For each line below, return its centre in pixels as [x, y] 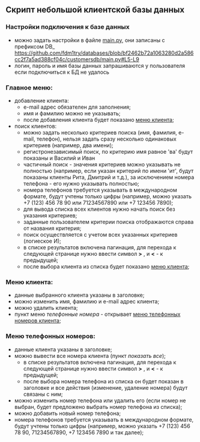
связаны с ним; [43, 394]
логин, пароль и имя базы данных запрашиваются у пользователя [100, 65]
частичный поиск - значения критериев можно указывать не [102, 164]
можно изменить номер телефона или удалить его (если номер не [100, 400]
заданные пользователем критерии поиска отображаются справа [108, 222]
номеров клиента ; [38, 321]
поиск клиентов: [35, 126]
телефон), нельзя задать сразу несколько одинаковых [106, 139]
